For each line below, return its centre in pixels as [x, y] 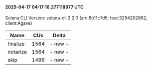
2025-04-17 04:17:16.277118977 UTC [44, 7]
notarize [17, 52]
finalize [16, 44]
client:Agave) [19, 23]
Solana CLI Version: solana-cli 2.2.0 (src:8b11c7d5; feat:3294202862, [76, 18]
